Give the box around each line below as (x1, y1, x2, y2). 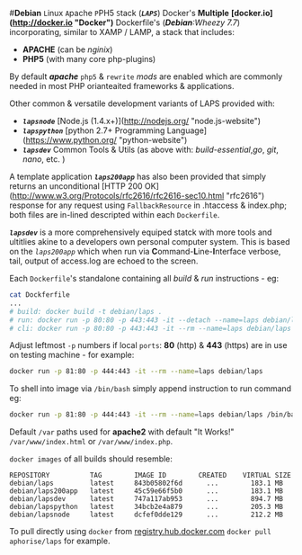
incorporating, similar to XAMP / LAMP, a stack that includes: (9, 27, 235, 37)
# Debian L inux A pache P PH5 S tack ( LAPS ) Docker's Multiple (9, 8, 229, 18)
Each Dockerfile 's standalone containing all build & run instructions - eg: (9, 273, 280, 283)
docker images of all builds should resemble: (9, 453, 173, 464)
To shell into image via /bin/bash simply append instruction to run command (9, 383, 292, 394)
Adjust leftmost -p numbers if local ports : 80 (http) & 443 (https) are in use (9, 340, 288, 351)
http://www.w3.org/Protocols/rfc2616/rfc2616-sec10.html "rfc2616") (12, 191, 265, 201)
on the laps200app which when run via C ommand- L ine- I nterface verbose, (9, 246, 281, 256)
